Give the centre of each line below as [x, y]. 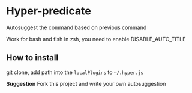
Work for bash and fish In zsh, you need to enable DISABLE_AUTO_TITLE [96, 39]
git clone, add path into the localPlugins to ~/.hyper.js [75, 72]
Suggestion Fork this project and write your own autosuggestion [86, 83]
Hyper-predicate [49, 11]
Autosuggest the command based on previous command [76, 27]
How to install [32, 58]
